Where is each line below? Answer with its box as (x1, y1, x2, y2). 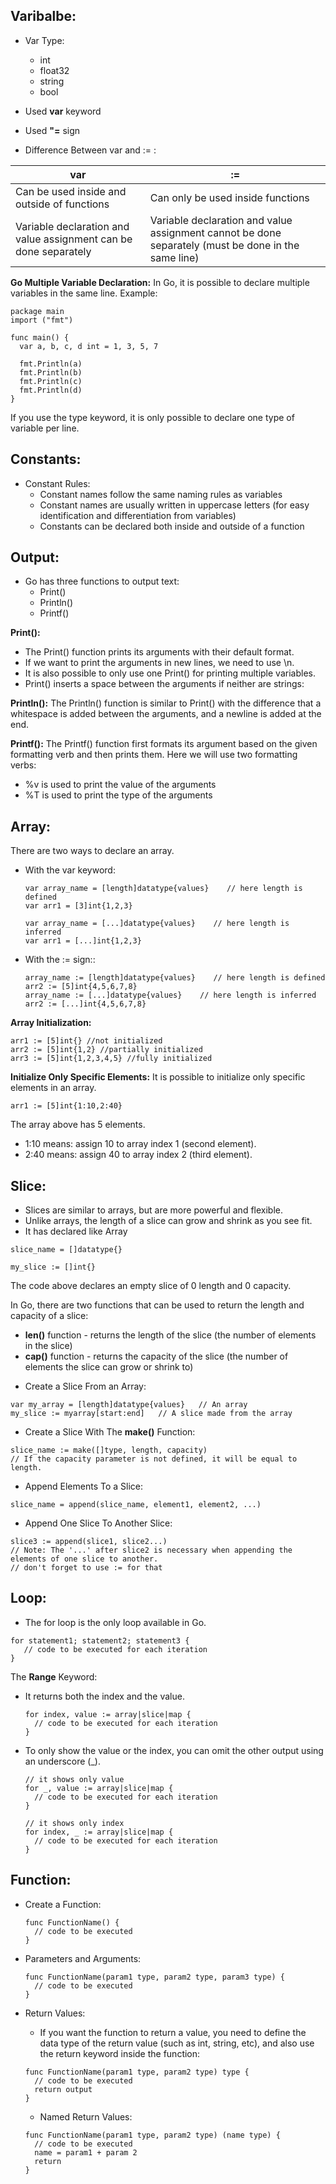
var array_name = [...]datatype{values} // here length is (24, 919, 290, 929)
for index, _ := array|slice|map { (24, 1827, 174, 1837)
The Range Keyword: (10, 1670, 98, 1683)
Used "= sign (24, 124, 81, 136)
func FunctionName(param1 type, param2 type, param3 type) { (24, 1972, 286, 1982)
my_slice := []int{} (10, 1262, 97, 1273)
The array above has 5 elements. (10, 1119, 146, 1131)
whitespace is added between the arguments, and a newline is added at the (10, 708, 322, 720)
